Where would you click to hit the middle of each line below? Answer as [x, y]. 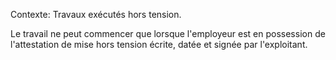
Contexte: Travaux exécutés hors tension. [96, 14]
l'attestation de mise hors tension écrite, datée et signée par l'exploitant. [159, 44]
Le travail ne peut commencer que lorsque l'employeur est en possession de [168, 33]
